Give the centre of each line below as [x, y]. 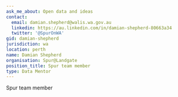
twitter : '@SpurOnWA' [38, 33]
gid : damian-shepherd [33, 39]
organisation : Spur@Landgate [42, 60]
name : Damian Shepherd [34, 55]
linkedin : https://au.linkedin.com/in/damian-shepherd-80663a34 [92, 28]
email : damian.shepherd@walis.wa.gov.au [61, 22]
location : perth [26, 50]
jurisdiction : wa [27, 44]
